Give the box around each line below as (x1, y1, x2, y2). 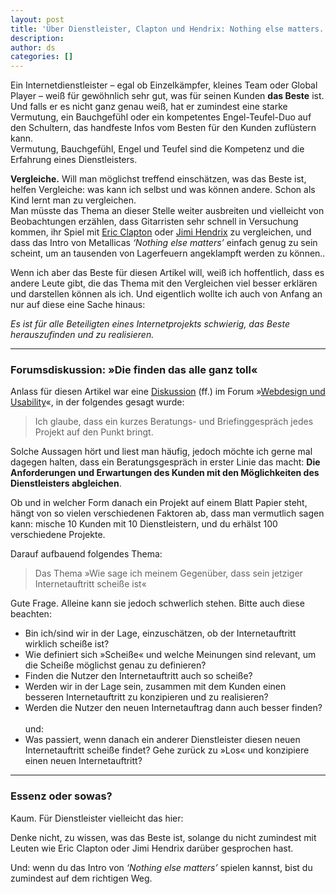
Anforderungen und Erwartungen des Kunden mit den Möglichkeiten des (10, 467, 320, 479)
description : (10, 33, 65, 43)
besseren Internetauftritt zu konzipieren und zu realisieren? (24, 691, 269, 703)
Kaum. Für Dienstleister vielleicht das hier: (10, 812, 184, 824)
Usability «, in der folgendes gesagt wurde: (10, 396, 185, 408)
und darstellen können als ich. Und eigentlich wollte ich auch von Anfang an (10, 288, 323, 300)
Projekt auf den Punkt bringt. (34, 426, 154, 438)
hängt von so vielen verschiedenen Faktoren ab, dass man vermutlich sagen (10, 507, 325, 520)
